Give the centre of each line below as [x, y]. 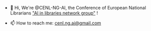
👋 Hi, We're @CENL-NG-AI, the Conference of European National [78, 8]
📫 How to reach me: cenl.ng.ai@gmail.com [56, 23]
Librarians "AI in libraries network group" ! [54, 13]
